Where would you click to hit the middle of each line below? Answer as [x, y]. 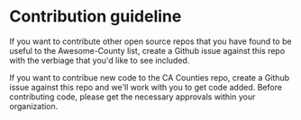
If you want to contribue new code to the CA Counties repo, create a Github [150, 77]
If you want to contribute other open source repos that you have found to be [150, 41]
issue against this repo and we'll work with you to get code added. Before [146, 87]
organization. [34, 106]
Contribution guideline [96, 17]
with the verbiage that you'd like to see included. [100, 60]
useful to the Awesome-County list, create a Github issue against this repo [147, 50]
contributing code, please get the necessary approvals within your [132, 97]
